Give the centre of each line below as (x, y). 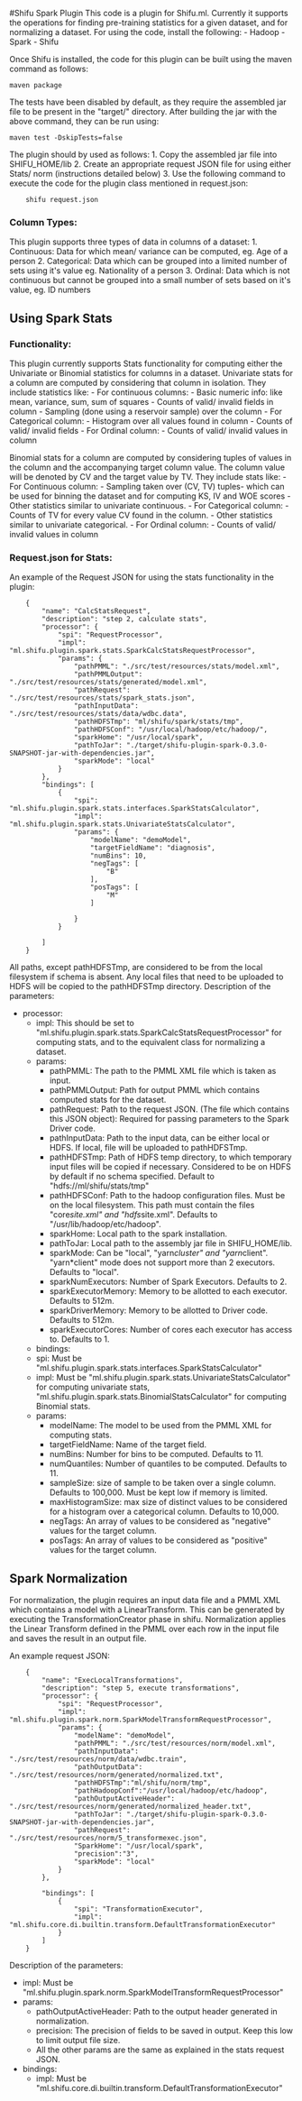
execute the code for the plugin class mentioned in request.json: (129, 183)
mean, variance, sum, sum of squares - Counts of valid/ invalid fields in (142, 401)
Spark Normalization (69, 1578)
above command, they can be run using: (84, 121)
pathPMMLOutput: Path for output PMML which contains (154, 1090)
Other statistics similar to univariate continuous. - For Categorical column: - (149, 505)
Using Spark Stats (61, 318)
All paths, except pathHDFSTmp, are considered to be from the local (136, 968)
